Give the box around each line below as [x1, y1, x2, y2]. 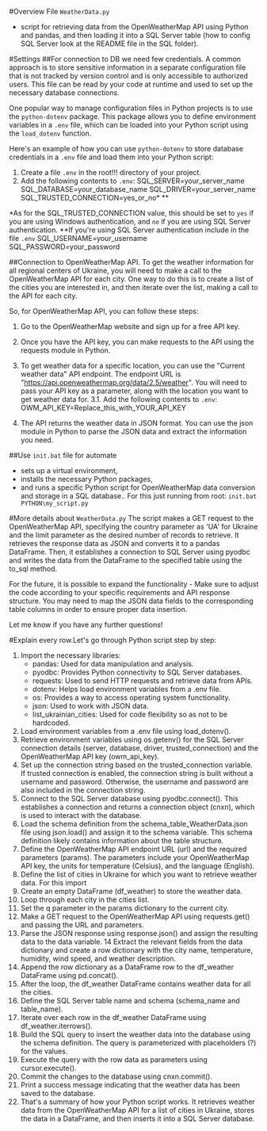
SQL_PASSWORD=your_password [9, 242, 120, 251]
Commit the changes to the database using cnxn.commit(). [20, 1072, 213, 1081]
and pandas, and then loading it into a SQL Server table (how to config [20, 31, 250, 40]
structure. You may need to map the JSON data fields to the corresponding [9, 596, 254, 606]
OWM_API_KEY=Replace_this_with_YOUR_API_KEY [20, 403, 187, 412]
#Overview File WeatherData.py [9, 7, 110, 16]
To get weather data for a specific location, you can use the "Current [20, 361, 246, 370]
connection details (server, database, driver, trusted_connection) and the [20, 743, 259, 752]
